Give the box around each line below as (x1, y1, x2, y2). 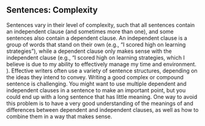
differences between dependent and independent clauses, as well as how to (6, 106, 199, 113)
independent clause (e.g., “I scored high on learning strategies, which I (6, 53, 185, 61)
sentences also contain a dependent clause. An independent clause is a (6, 34, 188, 42)
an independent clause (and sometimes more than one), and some (6, 28, 174, 35)
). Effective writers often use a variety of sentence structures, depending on (6, 67, 198, 74)
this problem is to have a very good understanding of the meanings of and (6, 100, 194, 107)
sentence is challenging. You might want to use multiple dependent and (6, 80, 187, 87)
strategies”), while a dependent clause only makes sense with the (6, 47, 173, 55)
